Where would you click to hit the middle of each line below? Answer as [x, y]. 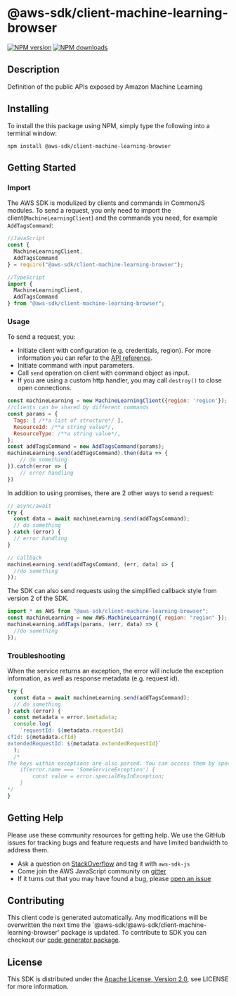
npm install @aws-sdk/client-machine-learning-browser [89, 146]
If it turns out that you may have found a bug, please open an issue [114, 878]
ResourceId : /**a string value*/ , [64, 427]
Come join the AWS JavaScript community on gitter [92, 871]
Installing [28, 109]
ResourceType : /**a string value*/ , [67, 434]
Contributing [36, 901]
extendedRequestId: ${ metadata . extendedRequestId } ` [84, 743]
